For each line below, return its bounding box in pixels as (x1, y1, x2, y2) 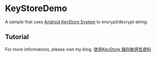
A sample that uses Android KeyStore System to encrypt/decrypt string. (5, 19, 148, 25)
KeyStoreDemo (5, 3, 67, 14)
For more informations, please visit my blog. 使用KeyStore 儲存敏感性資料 (5, 46, 152, 52)
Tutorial (5, 33, 29, 41)
